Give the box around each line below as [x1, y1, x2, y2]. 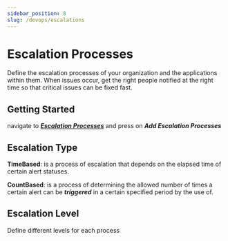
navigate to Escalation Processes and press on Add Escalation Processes [7, 122, 222, 130]
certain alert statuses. [7, 167, 69, 176]
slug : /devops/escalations [7, 17, 85, 23]
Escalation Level [7, 208, 79, 220]
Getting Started [7, 103, 75, 115]
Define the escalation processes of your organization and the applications [7, 69, 218, 77]
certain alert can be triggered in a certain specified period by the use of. [7, 188, 214, 196]
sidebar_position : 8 [7, 10, 67, 17]
